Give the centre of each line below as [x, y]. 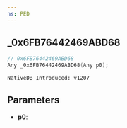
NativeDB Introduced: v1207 [49, 78]
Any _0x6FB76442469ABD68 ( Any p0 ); [58, 65]
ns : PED [19, 14]
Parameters [34, 100]
